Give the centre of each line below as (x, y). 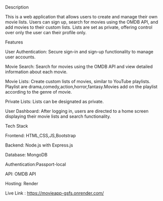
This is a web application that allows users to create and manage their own (81, 17)
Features (14, 42)
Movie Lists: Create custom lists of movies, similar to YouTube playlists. (78, 81)
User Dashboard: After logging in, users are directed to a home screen (77, 111)
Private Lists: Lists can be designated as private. (54, 101)
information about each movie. (36, 72)
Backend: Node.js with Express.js (39, 145)
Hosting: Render (22, 183)
